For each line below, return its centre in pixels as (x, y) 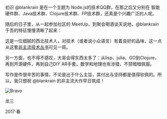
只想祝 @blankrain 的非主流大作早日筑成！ (61, 81)
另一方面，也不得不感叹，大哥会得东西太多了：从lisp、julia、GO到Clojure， (82, 58)
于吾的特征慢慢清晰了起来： (34, 30)
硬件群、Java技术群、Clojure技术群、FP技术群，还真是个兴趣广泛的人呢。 (81, 13)
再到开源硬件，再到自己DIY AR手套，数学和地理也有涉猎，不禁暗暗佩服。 (80, 64)
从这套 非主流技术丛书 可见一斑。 (38, 47)
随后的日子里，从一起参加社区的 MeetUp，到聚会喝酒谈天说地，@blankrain (82, 24)
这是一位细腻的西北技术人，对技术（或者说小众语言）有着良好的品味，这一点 (83, 41)
